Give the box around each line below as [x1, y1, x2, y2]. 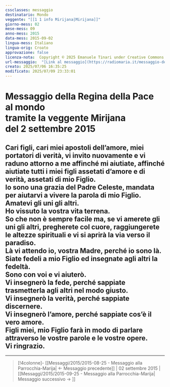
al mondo [5, 102, 46, 113]
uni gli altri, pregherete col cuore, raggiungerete [5, 222, 160, 231]
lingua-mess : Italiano [5, 41, 53, 46]
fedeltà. [5, 262, 31, 271]
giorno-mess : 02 [5, 21, 39, 27]
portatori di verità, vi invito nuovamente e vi [5, 151, 146, 160]
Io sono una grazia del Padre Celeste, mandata [5, 183, 155, 191]
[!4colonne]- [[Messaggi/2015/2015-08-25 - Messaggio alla [17, 360, 143, 366]
